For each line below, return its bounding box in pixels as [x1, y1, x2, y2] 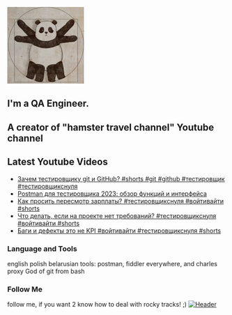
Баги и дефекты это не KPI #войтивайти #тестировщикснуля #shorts [17, 226, 222, 235]
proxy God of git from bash [7, 267, 85, 275]
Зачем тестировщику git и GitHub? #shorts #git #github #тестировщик [17, 174, 225, 183]
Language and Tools [7, 244, 78, 254]
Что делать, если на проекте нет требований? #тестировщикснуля [17, 211, 217, 220]
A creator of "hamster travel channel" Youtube [7, 121, 215, 133]
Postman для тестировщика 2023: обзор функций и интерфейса [17, 189, 208, 198]
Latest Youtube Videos [7, 156, 108, 168]
